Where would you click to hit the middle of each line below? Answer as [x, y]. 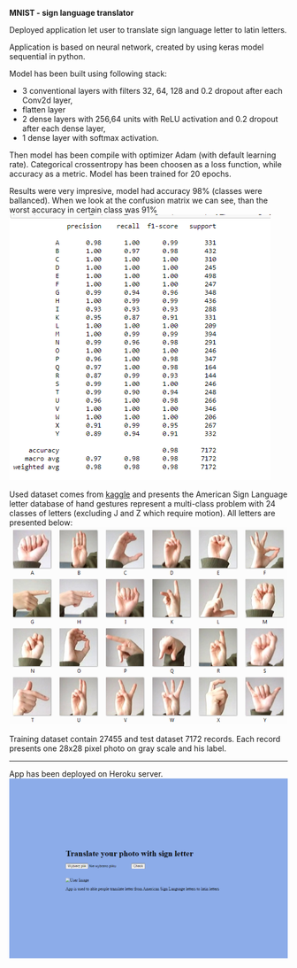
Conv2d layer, [47, 100]
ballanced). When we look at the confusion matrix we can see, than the [138, 200]
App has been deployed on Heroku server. [86, 773]
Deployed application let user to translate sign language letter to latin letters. [148, 30]
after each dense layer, [64, 128]
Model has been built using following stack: [88, 74]
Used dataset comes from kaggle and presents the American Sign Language [148, 494]
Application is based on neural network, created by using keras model [137, 47]
